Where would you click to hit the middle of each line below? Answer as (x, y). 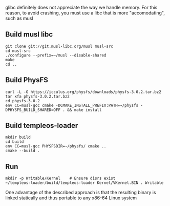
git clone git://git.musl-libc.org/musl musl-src (59, 46)
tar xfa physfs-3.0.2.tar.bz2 (38, 96)
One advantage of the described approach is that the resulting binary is (81, 193)
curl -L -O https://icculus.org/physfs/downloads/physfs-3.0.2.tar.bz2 (83, 92)
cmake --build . (23, 151)
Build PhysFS (27, 80)
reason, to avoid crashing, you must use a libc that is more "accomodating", (85, 13)
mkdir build (18, 137)
